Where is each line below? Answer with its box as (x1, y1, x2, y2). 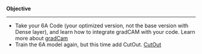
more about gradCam (14, 35, 68, 42)
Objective (6, 5, 31, 12)
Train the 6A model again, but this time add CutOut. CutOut (14, 41, 162, 48)
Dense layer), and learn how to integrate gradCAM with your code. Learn (14, 28, 195, 35)
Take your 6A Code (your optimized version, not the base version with (14, 22, 189, 29)
